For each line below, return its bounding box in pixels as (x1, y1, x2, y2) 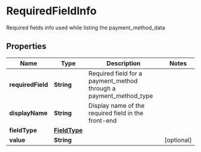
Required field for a (89, 69, 142, 77)
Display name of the (89, 101, 145, 110)
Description (106, 59, 141, 67)
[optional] (164, 136, 192, 144)
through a (89, 84, 116, 92)
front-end (89, 116, 117, 124)
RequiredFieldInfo (6, 4, 97, 18)
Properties (6, 41, 47, 51)
